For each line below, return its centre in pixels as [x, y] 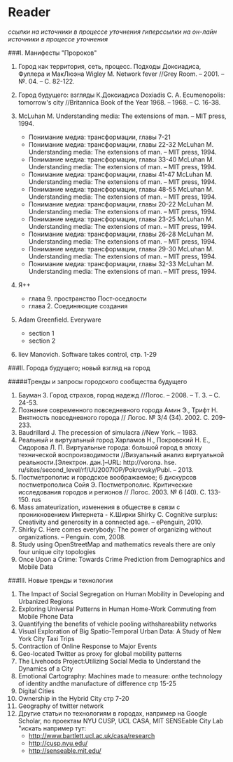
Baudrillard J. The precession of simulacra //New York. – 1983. [108, 432]
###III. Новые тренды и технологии [61, 580]
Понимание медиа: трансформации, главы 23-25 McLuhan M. [121, 219]
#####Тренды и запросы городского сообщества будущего [98, 381]
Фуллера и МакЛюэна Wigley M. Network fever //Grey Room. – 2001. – [121, 74]
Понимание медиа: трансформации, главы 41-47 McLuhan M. [120, 174]
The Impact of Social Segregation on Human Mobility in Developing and [121, 593]
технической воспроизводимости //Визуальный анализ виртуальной [121, 454]
